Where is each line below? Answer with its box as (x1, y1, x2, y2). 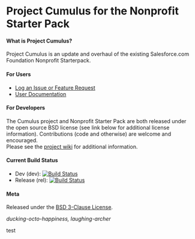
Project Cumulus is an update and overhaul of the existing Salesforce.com (6, 50, 190, 58)
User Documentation (14, 90, 67, 97)
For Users (6, 70, 31, 77)
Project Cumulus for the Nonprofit (6, 4, 179, 18)
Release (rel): (14, 177, 48, 184)
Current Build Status (6, 157, 58, 164)
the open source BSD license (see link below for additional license (6, 124, 170, 131)
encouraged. (6, 136, 38, 144)
